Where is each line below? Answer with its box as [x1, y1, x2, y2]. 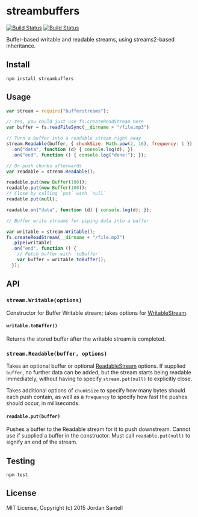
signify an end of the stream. [6, 438, 78, 446]
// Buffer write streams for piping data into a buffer [6, 218, 149, 224]
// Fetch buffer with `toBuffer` [17, 251, 101, 257]
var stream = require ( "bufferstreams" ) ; [6, 108, 110, 114]
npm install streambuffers [6, 75, 74, 82]
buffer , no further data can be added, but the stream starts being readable [6, 369, 191, 376]
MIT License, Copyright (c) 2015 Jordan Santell [6, 504, 123, 511]
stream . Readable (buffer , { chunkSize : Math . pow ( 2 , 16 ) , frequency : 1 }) [6, 141, 193, 147]
